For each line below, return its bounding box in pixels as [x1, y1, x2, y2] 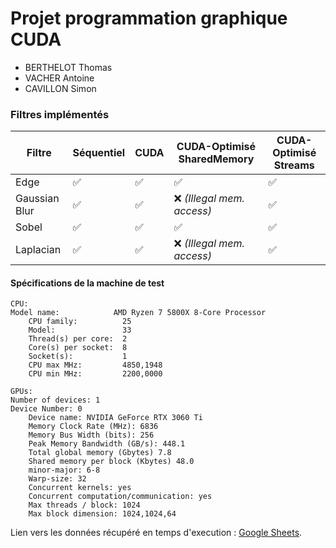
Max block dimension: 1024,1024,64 [28, 509, 177, 519]
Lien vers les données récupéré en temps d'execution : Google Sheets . [10, 527, 303, 539]
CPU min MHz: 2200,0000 [28, 369, 163, 379]
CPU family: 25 [28, 317, 132, 327]
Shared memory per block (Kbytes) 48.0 [28, 457, 195, 467]
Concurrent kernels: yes [28, 483, 132, 493]
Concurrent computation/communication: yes [28, 492, 213, 502]
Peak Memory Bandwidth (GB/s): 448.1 [28, 439, 186, 449]
